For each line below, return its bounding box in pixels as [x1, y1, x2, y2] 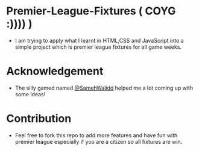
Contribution [6, 112, 72, 126]
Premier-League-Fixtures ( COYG [6, 4, 176, 18]
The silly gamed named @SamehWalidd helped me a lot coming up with [14, 84, 194, 91]
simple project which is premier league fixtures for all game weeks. [14, 43, 182, 51]
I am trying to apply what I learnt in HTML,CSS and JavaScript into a [14, 37, 184, 44]
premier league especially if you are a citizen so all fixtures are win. [14, 138, 183, 145]
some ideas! [14, 90, 46, 97]
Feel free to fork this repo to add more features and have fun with [14, 131, 178, 139]
